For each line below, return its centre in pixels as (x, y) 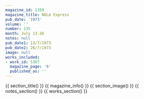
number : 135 (18, 29)
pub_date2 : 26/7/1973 (28, 48)
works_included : (22, 57)
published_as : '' (28, 72)
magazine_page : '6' (31, 67)
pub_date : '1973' (24, 19)
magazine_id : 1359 (25, 10)
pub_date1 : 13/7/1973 (28, 43)
